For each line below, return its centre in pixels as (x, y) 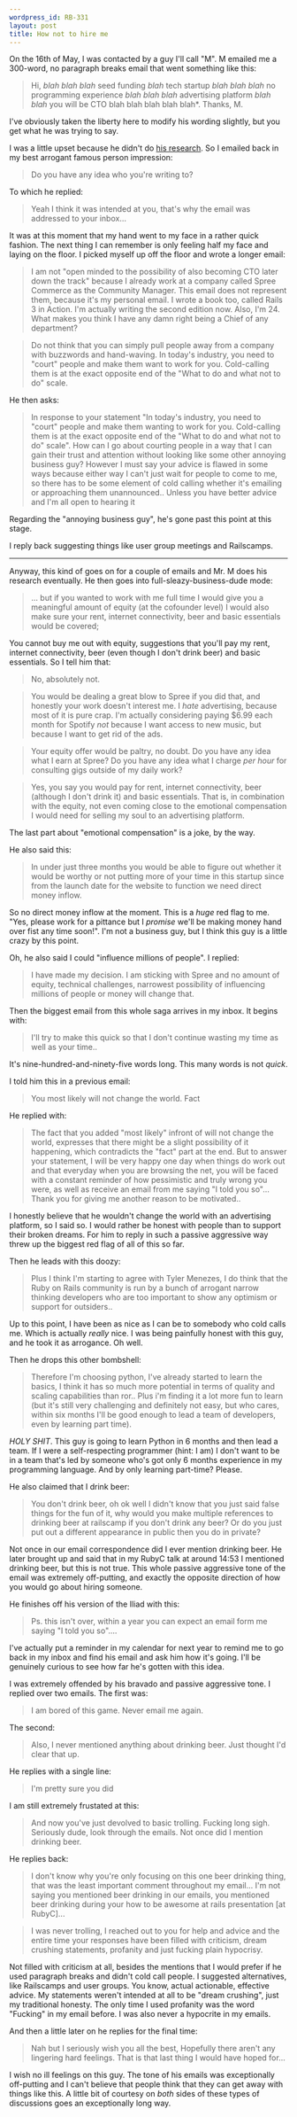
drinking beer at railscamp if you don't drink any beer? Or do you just (156, 1523)
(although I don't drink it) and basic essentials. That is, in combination (157, 797)
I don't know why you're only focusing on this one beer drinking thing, (158, 1876)
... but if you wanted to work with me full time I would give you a (147, 598)
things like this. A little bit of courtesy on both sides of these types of (134, 2094)
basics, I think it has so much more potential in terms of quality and (153, 1387)
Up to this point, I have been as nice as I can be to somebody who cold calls (148, 1324)
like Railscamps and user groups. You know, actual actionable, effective (139, 1986)
